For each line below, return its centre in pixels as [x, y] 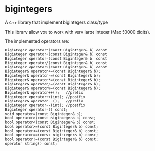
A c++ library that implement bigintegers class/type [56, 22]
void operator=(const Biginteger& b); [44, 114]
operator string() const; [31, 143]
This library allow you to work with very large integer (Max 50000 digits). [78, 32]
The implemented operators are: [37, 41]
